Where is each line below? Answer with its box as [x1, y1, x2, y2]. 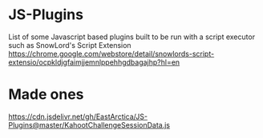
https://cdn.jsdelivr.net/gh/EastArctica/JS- [8, 112, 148, 121]
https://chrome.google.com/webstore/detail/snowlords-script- [8, 49, 215, 58]
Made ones [8, 85, 84, 104]
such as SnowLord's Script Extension [8, 40, 131, 49]
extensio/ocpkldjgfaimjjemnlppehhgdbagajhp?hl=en [8, 57, 180, 67]
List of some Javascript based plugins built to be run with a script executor [8, 32, 255, 41]
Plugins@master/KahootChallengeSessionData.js [8, 120, 171, 129]
